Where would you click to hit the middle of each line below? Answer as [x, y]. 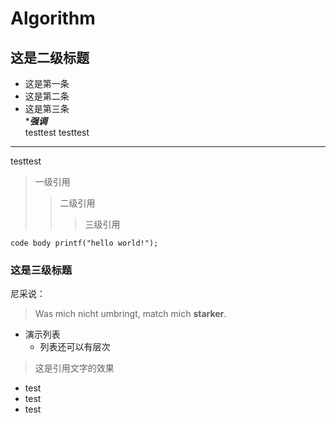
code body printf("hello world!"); [84, 243]
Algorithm [53, 18]
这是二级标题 [50, 57]
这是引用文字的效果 [74, 368]
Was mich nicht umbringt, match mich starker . [130, 314]
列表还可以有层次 [75, 347]
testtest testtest [57, 132]
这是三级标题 [41, 270]
